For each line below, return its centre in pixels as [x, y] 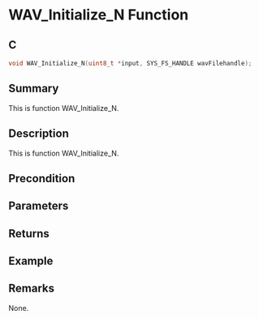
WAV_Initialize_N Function [99, 15]
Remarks [32, 289]
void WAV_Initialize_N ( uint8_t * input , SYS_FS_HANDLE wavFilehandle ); [130, 63]
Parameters [39, 206]
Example [31, 261]
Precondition [42, 179]
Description [39, 134]
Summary [34, 89]
